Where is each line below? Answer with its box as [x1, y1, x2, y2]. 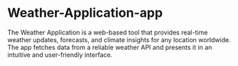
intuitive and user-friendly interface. [7, 51, 113, 59]
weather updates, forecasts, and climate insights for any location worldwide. [7, 35, 231, 44]
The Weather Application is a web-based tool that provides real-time [7, 28, 208, 37]
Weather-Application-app [7, 5, 163, 21]
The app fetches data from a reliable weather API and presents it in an [7, 43, 212, 51]
